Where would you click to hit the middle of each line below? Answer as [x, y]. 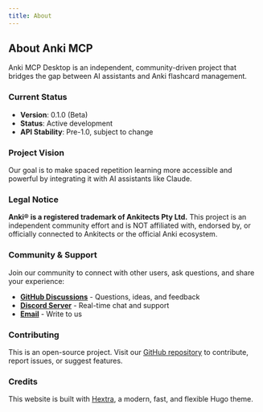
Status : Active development [66, 123]
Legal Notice [33, 200]
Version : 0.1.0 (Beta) [54, 114]
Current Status [38, 97]
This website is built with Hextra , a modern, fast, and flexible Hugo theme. [131, 399]
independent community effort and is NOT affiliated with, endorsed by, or [130, 225]
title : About [30, 16]
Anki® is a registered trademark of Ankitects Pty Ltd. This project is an [127, 217]
